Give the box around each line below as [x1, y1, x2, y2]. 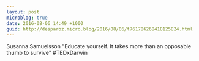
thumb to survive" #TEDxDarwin [6, 49, 88, 57]
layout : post [6, 9, 40, 15]
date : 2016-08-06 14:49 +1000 [6, 20, 84, 26]
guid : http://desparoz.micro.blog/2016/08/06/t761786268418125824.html [6, 26, 193, 32]
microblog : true [6, 15, 48, 21]
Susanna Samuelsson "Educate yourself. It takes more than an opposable [6, 43, 192, 50]
